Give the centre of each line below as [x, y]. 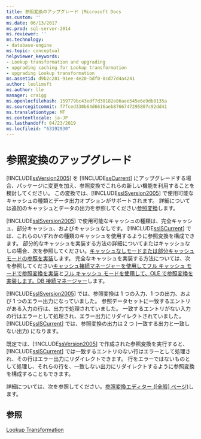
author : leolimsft [29, 85]
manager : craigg [26, 95]
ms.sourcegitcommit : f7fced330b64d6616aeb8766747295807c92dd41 [87, 106]
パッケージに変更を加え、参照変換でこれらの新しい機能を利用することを [106, 185]
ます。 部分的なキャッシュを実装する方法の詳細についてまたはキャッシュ [96, 243]
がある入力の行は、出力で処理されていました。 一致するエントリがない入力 [99, 308]
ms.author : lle [25, 90]
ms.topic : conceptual [33, 51]
